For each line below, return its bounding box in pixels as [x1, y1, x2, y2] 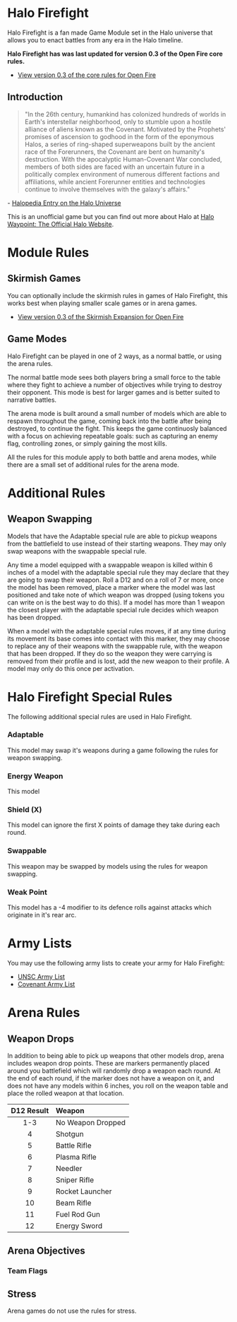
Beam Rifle [55, 1198, 92, 1208]
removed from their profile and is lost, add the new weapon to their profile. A [7, 657, 230, 665]
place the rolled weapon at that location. [7, 1089, 125, 1097]
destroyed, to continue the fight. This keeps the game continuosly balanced [7, 424, 227, 432]
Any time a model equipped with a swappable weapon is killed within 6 [7, 560, 213, 569]
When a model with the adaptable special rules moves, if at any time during [7, 626, 226, 635]
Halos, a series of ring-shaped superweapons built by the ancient [24, 140, 215, 148]
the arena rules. [7, 359, 53, 368]
